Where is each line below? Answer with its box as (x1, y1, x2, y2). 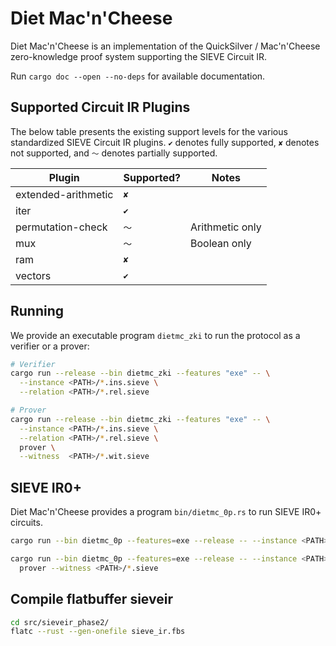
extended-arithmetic (15, 187, 114, 201)
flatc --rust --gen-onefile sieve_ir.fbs (10, 627, 186, 637)
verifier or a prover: (10, 340, 90, 352)
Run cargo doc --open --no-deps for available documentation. (10, 70, 266, 82)
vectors (15, 268, 52, 282)
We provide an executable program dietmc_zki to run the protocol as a (10, 329, 301, 341)
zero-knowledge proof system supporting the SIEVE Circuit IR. (10, 50, 268, 62)
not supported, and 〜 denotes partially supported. (10, 147, 218, 159)
